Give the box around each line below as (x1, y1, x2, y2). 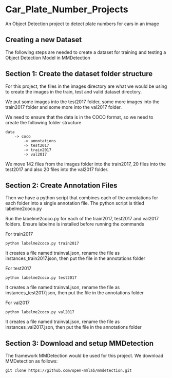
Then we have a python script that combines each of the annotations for (5, 195, 158, 201)
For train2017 (5, 231, 33, 237)
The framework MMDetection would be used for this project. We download (5, 353, 164, 359)
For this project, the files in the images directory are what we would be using (5, 83, 167, 89)
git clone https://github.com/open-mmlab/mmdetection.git (5, 368, 132, 373)
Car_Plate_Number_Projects (5, 4, 128, 15)
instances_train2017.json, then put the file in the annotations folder (5, 255, 145, 261)
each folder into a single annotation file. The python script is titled (5, 200, 145, 206)
